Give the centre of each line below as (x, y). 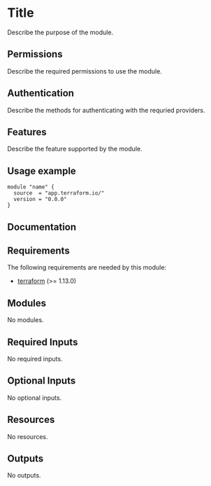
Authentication (41, 93)
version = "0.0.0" (41, 200)
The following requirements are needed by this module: (87, 268)
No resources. (28, 436)
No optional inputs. (35, 398)
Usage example (42, 171)
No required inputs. (35, 359)
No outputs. (24, 475)
